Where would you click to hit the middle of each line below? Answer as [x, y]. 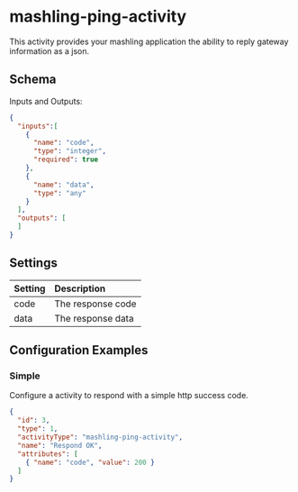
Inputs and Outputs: [46, 101]
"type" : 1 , [38, 429]
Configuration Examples [79, 350]
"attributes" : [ [48, 454]
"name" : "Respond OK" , [60, 445]
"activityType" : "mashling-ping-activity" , [100, 437]
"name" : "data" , [63, 185]
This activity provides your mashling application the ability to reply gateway [149, 41]
